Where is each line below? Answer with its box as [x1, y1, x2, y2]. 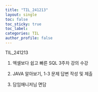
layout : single [5, 12, 37, 17]
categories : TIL [5, 31, 39, 36]
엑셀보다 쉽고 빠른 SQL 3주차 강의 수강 [12, 60, 88, 66]
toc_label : [5, 26, 28, 31]
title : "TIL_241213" [5, 7, 49, 13]
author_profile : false [5, 36, 53, 41]
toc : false [5, 17, 28, 22]
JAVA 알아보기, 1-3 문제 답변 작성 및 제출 [12, 70, 93, 76]
